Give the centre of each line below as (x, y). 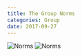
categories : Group (33, 20)
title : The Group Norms (41, 13)
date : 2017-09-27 (32, 26)
